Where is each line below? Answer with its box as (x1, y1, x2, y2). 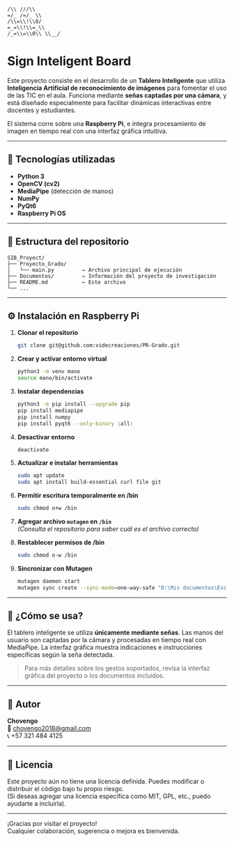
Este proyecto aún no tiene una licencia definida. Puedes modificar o (7, 777, 205, 786)
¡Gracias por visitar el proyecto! (7, 820, 97, 828)
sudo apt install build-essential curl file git (17, 478, 162, 486)
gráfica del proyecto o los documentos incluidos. (24, 671, 165, 680)
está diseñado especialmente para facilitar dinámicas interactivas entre (7, 98, 212, 107)
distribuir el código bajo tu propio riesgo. (7, 785, 124, 793)
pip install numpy (17, 414, 71, 421)
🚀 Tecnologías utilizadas (7, 153, 116, 166)
